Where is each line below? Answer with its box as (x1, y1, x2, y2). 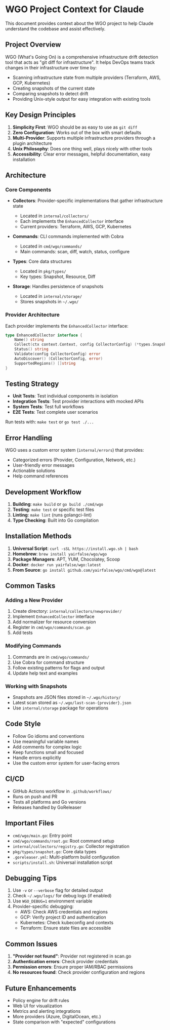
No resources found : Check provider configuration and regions (12, 969, 145, 975)
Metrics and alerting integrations (12, 1008, 81, 1014)
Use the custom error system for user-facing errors (12, 760, 120, 766)
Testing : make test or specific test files (12, 506, 95, 512)
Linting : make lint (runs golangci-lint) (12, 511, 92, 518)
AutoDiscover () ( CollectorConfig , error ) (14, 356, 103, 361)
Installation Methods (5, 532, 72, 540)
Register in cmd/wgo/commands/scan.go (12, 624, 91, 630)
